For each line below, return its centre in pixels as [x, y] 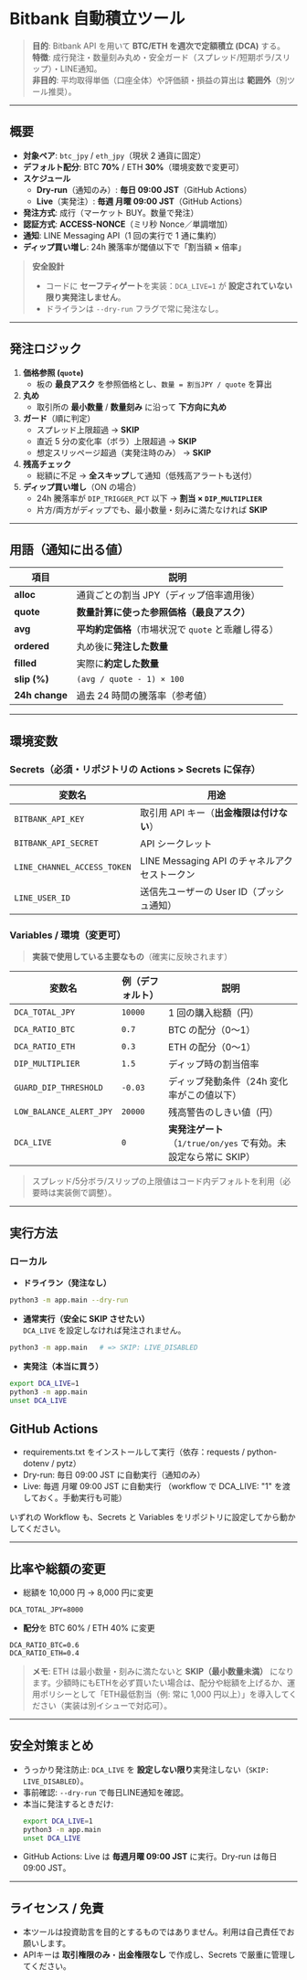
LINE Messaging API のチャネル [208, 861]
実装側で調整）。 [86, 1193]
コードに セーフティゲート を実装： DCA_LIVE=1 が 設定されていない [169, 285]
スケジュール [47, 178]
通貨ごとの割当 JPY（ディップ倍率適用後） [168, 595]
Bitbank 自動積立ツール [97, 19]
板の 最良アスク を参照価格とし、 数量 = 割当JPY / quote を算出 [154, 384]
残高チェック [47, 463]
